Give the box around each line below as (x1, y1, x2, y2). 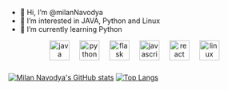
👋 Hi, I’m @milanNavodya (19, 8, 104, 17)
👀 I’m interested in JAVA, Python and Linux (19, 16, 161, 25)
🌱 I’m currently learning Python (19, 25, 122, 33)
